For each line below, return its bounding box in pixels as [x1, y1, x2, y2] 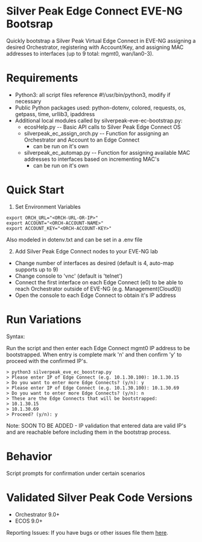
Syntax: [6, 333, 25, 340]
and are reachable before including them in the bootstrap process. [6, 428, 171, 436]
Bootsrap [6, 17, 53, 31]
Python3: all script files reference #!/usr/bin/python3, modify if [14, 91, 171, 98]
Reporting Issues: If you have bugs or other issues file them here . [6, 529, 169, 536]
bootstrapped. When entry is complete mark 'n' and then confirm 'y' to [6, 351, 182, 358]
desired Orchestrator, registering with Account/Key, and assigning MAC [6, 44, 184, 51]
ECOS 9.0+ [14, 517, 43, 524]
